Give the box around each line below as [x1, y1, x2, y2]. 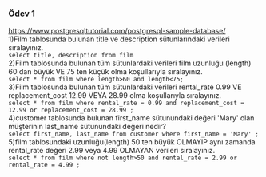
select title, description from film [8, 52, 134, 60]
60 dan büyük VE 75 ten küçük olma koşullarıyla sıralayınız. [8, 67, 203, 77]
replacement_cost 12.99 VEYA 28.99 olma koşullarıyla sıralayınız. [8, 91, 222, 100]
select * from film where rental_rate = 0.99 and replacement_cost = [8, 100, 245, 108]
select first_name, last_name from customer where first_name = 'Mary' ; [8, 130, 260, 139]
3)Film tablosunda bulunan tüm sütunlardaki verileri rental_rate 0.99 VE [8, 82, 242, 92]
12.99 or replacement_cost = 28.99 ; [8, 106, 134, 115]
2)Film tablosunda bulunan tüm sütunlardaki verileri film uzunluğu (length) [8, 58, 252, 68]
